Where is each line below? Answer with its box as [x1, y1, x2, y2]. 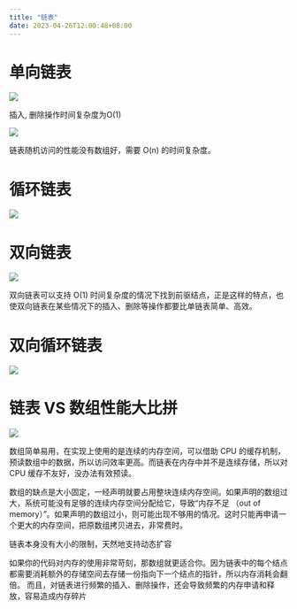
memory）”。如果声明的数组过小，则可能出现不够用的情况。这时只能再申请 [9, 509, 279, 520]
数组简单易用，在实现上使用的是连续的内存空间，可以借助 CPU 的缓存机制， [9, 446, 286, 457]
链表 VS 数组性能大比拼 [9, 398, 179, 419]
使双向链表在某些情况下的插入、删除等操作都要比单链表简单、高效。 [9, 301, 257, 312]
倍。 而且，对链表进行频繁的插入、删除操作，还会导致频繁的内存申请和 [9, 580, 267, 590]
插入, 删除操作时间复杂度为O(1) [9, 110, 122, 120]
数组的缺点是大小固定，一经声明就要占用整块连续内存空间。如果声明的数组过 [9, 487, 288, 497]
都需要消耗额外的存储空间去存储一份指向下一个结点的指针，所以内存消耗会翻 [9, 568, 288, 580]
